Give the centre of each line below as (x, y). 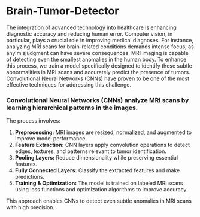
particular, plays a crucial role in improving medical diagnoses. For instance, (100, 40)
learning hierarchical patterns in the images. (72, 108)
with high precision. (31, 207)
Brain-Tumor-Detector (63, 11)
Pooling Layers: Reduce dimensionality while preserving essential (96, 158)
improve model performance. (51, 139)
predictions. (30, 177)
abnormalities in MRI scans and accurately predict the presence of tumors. (98, 72)
